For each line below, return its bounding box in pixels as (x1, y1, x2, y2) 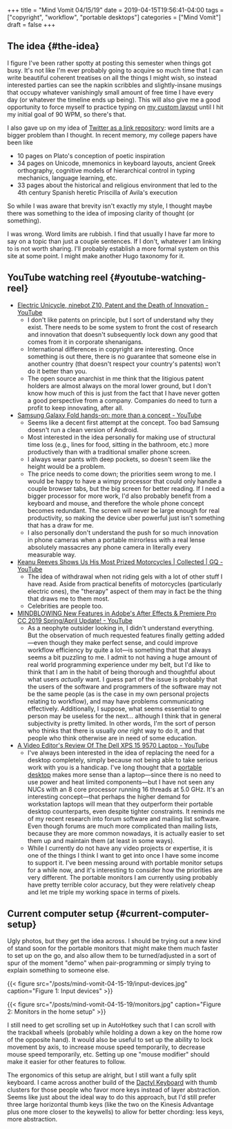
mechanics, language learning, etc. (17, 173, 117, 182)
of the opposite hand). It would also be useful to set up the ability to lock (7, 1036, 213, 1044)
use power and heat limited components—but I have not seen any (27, 778, 215, 786)
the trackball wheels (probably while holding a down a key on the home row (7, 1028, 222, 1036)
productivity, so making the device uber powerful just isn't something (27, 514, 225, 522)
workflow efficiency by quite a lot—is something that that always (27, 646, 212, 654)
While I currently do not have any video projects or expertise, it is (27, 844, 213, 852)
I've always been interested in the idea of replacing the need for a (27, 749, 215, 757)
